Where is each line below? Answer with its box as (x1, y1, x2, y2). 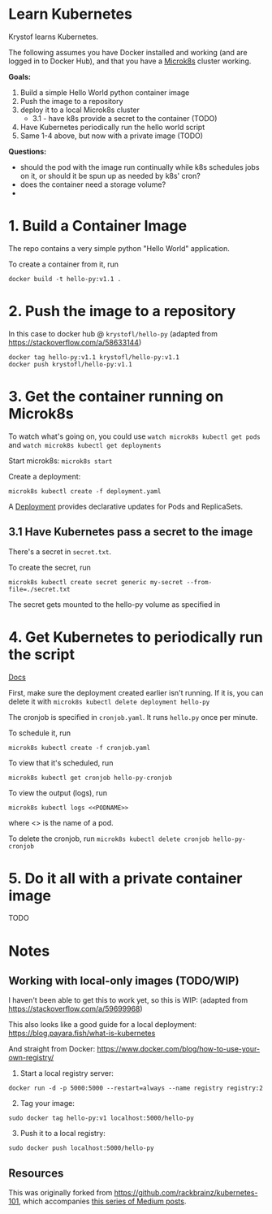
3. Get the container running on (8, 388, 224, 405)
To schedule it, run (8, 728, 71, 738)
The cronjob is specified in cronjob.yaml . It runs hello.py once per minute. (8, 712, 258, 722)
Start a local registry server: (19, 1069, 114, 1078)
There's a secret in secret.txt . (8, 546, 112, 557)
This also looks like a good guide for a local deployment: (8, 1020, 197, 1030)
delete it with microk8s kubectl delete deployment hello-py (8, 696, 210, 706)
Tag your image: (19, 1099, 75, 1108)
